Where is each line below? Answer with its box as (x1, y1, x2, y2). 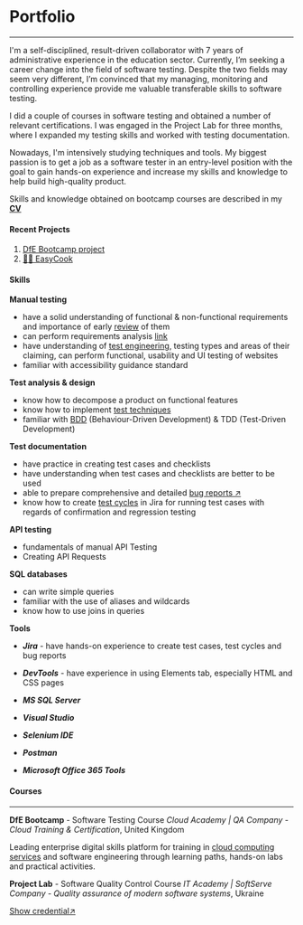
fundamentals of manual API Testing (22, 542, 158, 552)
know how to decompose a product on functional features (22, 395, 239, 406)
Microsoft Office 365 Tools (22, 765, 126, 776)
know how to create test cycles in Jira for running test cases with (22, 497, 265, 508)
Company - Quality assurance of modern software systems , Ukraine (9, 888, 264, 899)
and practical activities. (9, 861, 96, 872)
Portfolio (9, 6, 76, 27)
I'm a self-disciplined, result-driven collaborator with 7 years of (9, 44, 243, 55)
